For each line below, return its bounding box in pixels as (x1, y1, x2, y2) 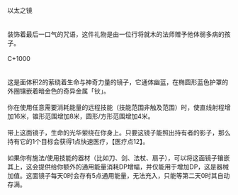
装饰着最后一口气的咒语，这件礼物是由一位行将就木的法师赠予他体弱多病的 (7, 30, 225, 38)
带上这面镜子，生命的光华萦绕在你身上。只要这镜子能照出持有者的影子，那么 (7, 128, 231, 137)
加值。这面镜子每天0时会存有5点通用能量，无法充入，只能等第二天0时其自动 (7, 172, 230, 179)
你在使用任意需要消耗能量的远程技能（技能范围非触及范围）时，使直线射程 (7, 104, 225, 111)
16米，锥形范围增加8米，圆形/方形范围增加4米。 (13, 112, 154, 121)
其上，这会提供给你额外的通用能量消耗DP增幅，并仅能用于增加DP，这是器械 (7, 162, 229, 171)
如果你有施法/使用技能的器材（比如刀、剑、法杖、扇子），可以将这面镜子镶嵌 (7, 154, 230, 162)
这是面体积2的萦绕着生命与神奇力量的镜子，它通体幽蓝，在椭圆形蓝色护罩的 (7, 78, 229, 86)
